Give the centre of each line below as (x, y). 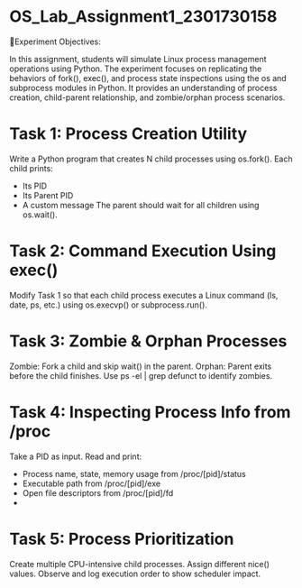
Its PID (35, 186)
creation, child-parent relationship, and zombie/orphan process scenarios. (147, 97)
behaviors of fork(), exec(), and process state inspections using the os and (148, 78)
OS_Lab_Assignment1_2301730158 (143, 17)
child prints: (32, 168)
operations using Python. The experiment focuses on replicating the (136, 69)
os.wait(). (40, 215)
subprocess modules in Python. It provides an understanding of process (143, 87)
